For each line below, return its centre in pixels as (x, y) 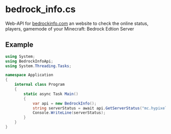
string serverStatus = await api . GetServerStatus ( (87, 108)
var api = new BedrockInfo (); (64, 103)
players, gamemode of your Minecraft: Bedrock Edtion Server (70, 28)
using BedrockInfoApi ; (29, 61)
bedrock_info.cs (40, 9)
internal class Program (40, 85)
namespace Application (29, 75)
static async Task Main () (51, 94)
